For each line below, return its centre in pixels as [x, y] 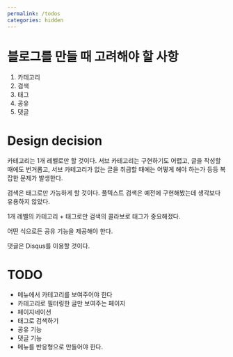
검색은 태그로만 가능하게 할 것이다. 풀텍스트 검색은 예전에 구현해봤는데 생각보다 [114, 193]
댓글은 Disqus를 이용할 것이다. [49, 246]
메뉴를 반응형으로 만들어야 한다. [60, 347]
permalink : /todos [34, 14]
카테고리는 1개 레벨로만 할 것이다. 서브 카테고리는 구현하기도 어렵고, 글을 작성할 [114, 161]
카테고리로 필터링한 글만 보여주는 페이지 [71, 303]
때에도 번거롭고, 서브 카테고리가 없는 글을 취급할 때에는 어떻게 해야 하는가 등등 [113, 169]
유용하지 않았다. [29, 202]
